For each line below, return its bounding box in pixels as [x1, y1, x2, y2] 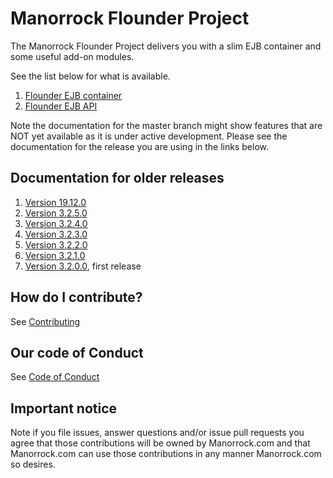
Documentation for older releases [10, 170, 225, 187]
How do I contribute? [10, 289, 143, 306]
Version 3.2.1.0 [24, 249, 86, 261]
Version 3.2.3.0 [24, 228, 88, 240]
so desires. [10, 458, 56, 471]
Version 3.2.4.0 [24, 217, 88, 229]
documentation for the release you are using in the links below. [10, 140, 269, 152]
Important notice [10, 400, 118, 417]
